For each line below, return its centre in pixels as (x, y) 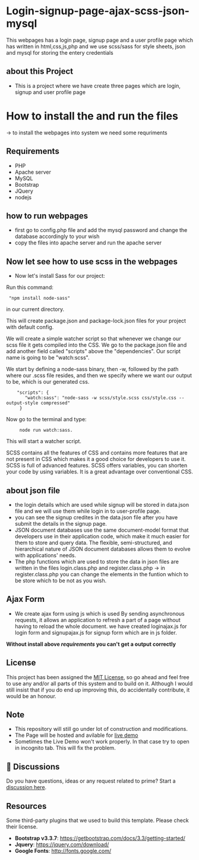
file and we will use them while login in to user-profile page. (88, 511)
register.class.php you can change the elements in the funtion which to (102, 574)
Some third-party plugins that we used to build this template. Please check (97, 820)
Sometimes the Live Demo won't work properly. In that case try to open (102, 742)
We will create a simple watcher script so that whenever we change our (94, 339)
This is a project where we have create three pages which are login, (98, 86)
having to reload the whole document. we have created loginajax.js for (101, 626)
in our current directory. (35, 309)
